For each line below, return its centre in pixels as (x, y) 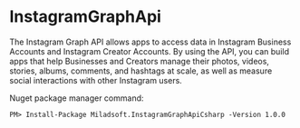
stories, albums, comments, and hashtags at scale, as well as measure (141, 71)
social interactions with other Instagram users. (96, 80)
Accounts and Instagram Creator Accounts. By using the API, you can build (150, 51)
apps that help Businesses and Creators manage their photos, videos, (140, 61)
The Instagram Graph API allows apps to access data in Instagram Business (150, 42)
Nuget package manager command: (77, 98)
